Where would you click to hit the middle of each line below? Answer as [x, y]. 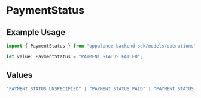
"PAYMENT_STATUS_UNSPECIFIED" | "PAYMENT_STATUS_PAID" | [79, 89]
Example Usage [36, 32]
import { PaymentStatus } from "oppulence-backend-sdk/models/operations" [101, 46]
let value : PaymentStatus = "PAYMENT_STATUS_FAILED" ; [75, 56]
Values [19, 75]
